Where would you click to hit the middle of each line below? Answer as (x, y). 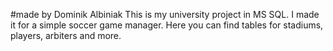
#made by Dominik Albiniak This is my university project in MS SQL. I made (165, 14)
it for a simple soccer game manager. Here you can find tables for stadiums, (167, 25)
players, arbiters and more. (66, 35)
